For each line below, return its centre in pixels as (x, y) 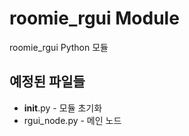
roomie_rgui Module (94, 18)
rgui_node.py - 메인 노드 (72, 120)
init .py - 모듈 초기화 (63, 108)
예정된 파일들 (47, 82)
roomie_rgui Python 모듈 (59, 47)
